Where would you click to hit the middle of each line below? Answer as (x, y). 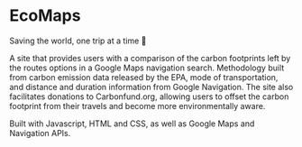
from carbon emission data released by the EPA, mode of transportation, (144, 77)
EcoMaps (45, 16)
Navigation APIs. (40, 133)
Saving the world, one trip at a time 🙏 (78, 41)
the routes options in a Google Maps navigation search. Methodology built (147, 68)
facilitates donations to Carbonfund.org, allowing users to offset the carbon (149, 96)
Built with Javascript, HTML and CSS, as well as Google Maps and (132, 124)
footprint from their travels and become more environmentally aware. (137, 106)
